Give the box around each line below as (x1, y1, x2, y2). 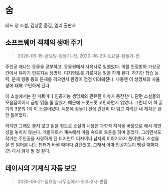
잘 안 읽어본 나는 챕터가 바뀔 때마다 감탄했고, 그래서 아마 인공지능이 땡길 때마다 (5, 142, 159, 148)
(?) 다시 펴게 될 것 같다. (5, 148, 51, 154)
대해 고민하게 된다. (14, 82, 51, 88)
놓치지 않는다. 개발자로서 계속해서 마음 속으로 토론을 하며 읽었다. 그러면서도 (14, 129, 162, 135)
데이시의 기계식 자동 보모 (5, 164, 77, 173)
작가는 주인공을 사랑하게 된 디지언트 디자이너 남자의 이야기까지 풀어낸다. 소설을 (5, 135, 159, 141)
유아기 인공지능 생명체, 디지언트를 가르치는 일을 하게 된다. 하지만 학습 (18, 70, 154, 76)
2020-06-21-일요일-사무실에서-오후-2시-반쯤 (17, 178, 108, 184)
